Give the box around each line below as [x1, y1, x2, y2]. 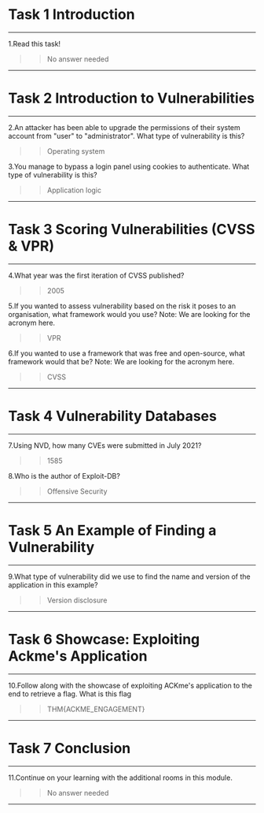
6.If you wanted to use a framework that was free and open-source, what [8, 349, 245, 358]
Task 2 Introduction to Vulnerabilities [8, 89, 255, 107]
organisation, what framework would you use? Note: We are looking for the [8, 309, 251, 319]
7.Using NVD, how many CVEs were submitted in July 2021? [8, 440, 202, 450]
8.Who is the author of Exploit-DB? [8, 471, 120, 480]
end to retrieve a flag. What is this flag [8, 688, 132, 699]
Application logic [46, 185, 102, 195]
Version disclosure [46, 595, 108, 605]
